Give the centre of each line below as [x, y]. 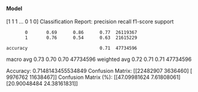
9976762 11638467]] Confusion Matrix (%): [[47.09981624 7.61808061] [93, 77]
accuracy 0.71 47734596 [72, 48]
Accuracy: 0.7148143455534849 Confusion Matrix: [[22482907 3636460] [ [99, 71]
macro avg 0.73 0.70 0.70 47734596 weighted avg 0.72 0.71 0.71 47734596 [99, 59]
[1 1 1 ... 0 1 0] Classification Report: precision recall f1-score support [90, 22]
